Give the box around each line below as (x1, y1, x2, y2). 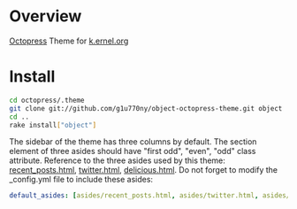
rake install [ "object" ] (9, 120, 97, 129)
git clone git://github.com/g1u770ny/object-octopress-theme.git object (9, 104, 283, 112)
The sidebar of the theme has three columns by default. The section (9, 136, 257, 147)
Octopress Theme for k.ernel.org (9, 35, 129, 46)
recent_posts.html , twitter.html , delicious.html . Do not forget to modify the (9, 165, 278, 175)
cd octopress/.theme (9, 96, 86, 104)
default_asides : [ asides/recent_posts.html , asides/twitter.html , (9, 191, 259, 200)
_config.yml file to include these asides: (9, 174, 153, 185)
